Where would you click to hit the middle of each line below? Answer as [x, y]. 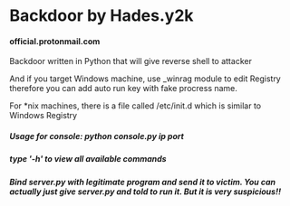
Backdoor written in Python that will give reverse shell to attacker [130, 61]
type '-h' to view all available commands [88, 159]
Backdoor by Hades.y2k [101, 16]
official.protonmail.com [55, 41]
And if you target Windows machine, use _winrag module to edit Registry [145, 79]
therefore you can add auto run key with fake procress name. [124, 89]
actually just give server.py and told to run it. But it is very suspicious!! [145, 192]
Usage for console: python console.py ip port [97, 136]
